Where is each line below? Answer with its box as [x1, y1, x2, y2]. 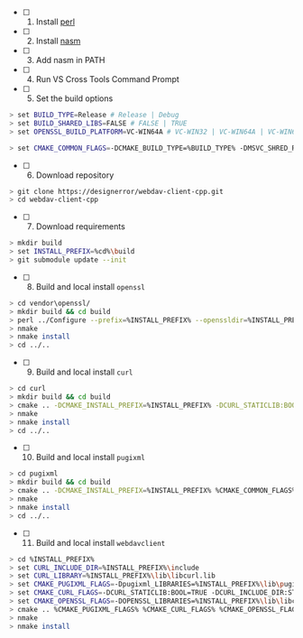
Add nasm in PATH [35, 55, 106, 65]
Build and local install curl [35, 366, 133, 377]
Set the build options [35, 93, 114, 104]
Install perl [35, 16, 75, 27]
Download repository [35, 170, 115, 180]
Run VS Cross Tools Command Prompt [35, 74, 180, 84]
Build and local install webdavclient [35, 537, 166, 548]
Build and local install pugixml [35, 452, 146, 463]
